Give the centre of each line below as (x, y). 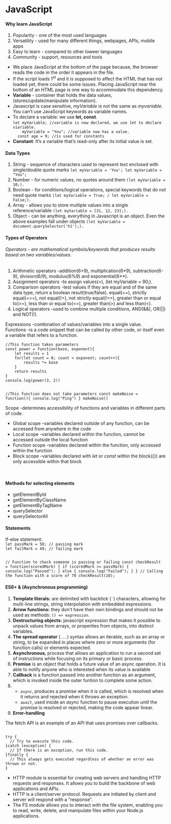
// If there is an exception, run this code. (59, 750)
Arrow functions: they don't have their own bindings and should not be (88, 609)
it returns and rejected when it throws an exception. (75, 696)
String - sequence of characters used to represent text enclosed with (86, 165)
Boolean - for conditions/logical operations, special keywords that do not (89, 190)
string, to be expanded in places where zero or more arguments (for (84, 642)
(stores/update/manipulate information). (55, 101)
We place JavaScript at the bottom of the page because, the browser (85, 67)
